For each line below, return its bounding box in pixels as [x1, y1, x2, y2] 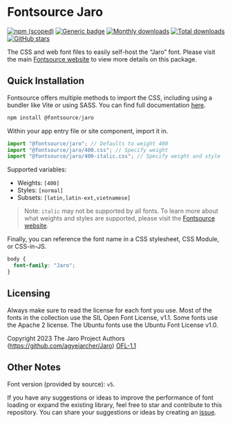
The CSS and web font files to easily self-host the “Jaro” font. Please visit [7, 48, 215, 56]
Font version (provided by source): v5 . [7, 379, 115, 388]
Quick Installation [7, 75, 85, 87]
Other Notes [7, 361, 61, 373]
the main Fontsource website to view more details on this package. [7, 55, 197, 63]
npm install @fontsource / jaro [7, 114, 95, 121]
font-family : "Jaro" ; [13, 262, 76, 270]
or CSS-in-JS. [7, 243, 47, 251]
